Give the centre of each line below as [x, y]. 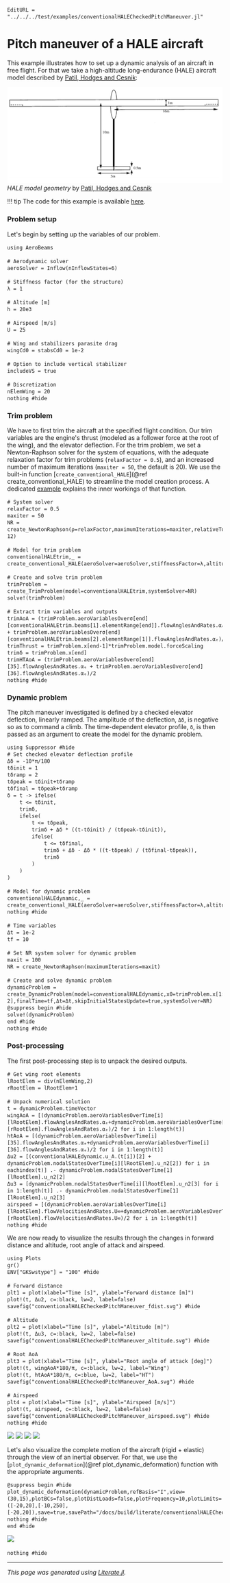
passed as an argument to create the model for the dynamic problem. [105, 734]
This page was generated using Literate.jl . [67, 1572]
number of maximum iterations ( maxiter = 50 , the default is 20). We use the [114, 467]
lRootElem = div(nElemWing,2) [50, 1081]
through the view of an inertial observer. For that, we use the [92, 1457]
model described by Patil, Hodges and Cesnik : [73, 77]
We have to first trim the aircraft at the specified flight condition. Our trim [110, 430]
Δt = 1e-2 [21, 933]
